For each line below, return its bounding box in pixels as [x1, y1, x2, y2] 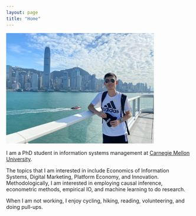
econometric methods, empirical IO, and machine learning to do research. [6, 186, 185, 193]
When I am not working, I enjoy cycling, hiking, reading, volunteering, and [6, 197, 185, 204]
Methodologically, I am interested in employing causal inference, [6, 180, 163, 187]
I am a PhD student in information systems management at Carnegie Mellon [6, 149, 190, 157]
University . [6, 156, 32, 163]
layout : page [6, 9, 38, 15]
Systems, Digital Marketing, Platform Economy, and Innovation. [6, 174, 159, 181]
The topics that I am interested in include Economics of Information [6, 167, 169, 174]
